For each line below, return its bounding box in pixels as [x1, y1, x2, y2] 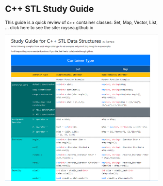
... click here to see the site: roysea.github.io [5, 24, 94, 30]
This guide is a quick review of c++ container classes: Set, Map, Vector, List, [5, 19, 158, 25]
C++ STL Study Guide [5, 3, 94, 15]
